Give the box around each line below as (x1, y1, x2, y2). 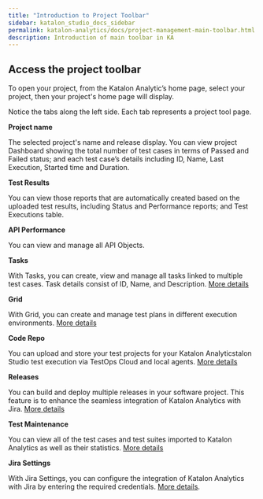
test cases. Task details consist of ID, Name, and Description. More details (8, 279, 250, 289)
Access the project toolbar (8, 62, 142, 76)
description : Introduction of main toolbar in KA (8, 33, 175, 42)
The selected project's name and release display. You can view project (8, 138, 238, 147)
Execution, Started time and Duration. (8, 163, 130, 172)
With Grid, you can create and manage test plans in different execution (8, 310, 238, 320)
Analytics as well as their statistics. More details (8, 443, 164, 453)
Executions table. (8, 210, 65, 220)
